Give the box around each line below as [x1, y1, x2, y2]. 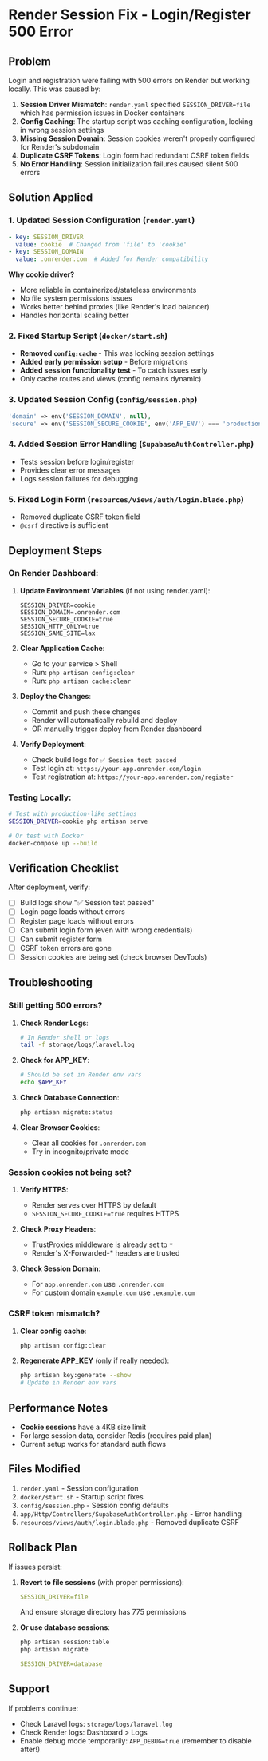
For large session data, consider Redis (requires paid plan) [19, 1430, 212, 1440]
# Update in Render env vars [19, 1379, 117, 1387]
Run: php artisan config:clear [31, 667, 135, 677]
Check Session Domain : [19, 1264, 101, 1273]
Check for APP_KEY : [19, 1056, 90, 1065]
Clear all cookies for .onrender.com [31, 1138, 146, 1148]
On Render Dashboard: [8, 568, 99, 579]
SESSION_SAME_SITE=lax [19, 629, 96, 637]
